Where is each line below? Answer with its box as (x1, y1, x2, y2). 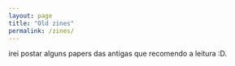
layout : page (8, 11, 53, 20)
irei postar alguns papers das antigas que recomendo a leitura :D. (8, 49, 228, 59)
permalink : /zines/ (8, 27, 75, 35)
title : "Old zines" (8, 19, 75, 27)
